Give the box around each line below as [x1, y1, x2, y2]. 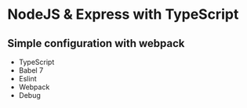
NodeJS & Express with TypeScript [7, 5, 239, 23]
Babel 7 [18, 66, 44, 75]
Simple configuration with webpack [7, 37, 185, 50]
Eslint [18, 74, 37, 83]
